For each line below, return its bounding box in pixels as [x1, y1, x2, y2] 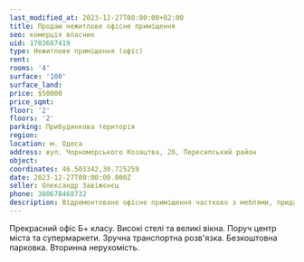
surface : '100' [9, 72, 67, 81]
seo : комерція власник [9, 30, 95, 39]
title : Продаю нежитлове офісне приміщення [9, 22, 176, 31]
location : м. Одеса [9, 139, 83, 148]
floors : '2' [9, 114, 54, 123]
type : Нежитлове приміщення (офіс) [9, 47, 144, 56]
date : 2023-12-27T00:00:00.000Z [9, 173, 131, 182]
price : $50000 [9, 89, 63, 98]
